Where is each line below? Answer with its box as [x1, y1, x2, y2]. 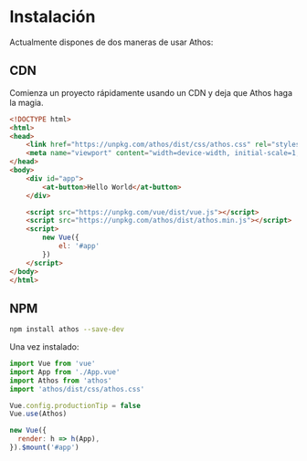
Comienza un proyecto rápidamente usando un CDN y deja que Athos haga [9, 87, 292, 98]
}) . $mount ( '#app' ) [9, 443, 79, 453]
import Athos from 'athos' [9, 376, 112, 385]
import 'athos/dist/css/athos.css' [9, 384, 145, 393]
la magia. [9, 97, 44, 108]
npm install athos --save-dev [9, 325, 125, 334]
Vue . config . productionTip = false [9, 401, 142, 410]
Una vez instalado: [9, 341, 79, 352]
